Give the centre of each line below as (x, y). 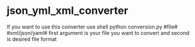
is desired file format (32, 39)
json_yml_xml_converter (67, 11)
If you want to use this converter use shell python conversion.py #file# (92, 27)
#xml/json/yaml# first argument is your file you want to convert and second (98, 32)
